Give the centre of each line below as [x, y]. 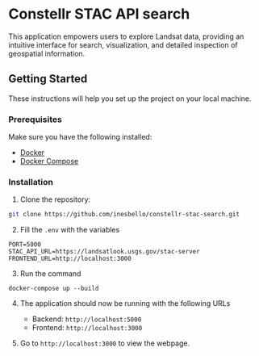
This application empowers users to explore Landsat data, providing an [126, 36]
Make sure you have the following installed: [80, 137]
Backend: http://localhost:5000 [87, 319]
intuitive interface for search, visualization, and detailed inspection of [123, 44]
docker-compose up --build [54, 289]
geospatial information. [47, 53]
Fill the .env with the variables [70, 230]
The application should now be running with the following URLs [125, 304]
